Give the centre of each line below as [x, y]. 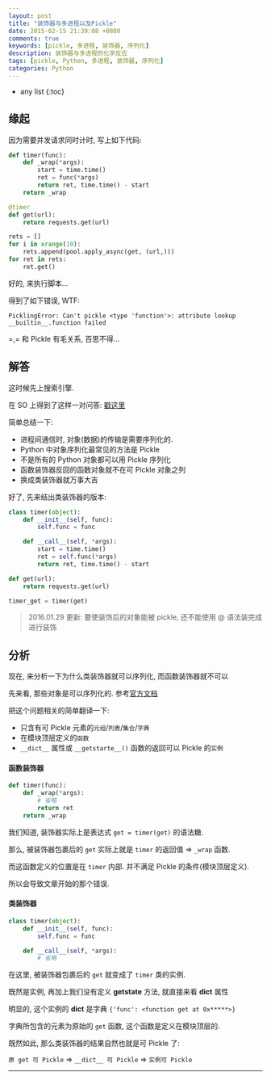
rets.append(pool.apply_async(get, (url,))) [99, 252]
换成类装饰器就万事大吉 [59, 479]
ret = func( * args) [68, 178]
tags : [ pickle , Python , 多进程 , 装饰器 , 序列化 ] [86, 61]
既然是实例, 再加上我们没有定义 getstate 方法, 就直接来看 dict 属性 [119, 992]
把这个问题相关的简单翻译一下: [59, 711]
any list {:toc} [42, 91]
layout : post [30, 16]
